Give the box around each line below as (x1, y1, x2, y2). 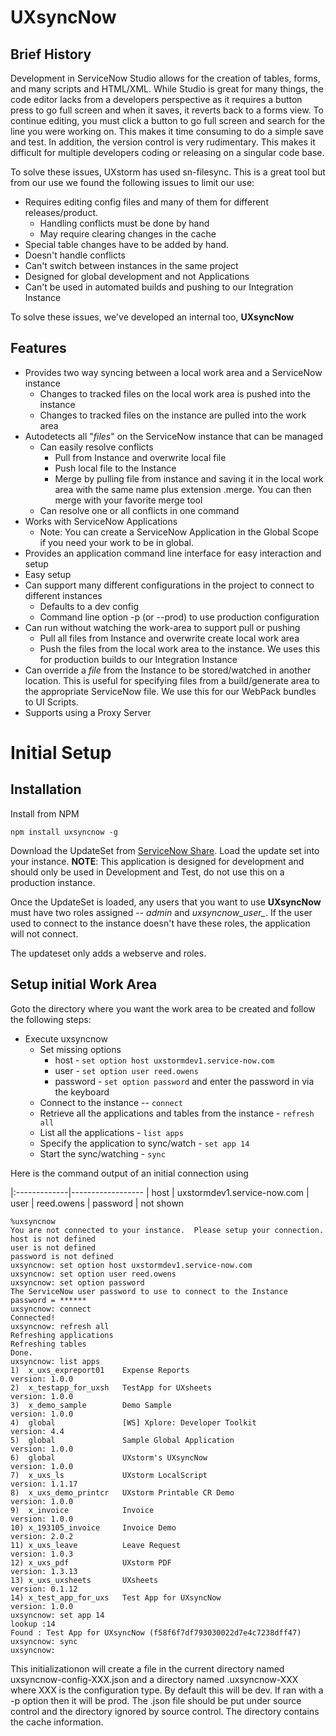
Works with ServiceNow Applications (24, 515, 178, 527)
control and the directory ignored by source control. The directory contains (10, 1705, 320, 1717)
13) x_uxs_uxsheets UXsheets (10, 1575, 159, 1585)
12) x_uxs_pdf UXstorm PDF (10, 1557, 172, 1568)
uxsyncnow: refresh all (10, 1321, 110, 1331)
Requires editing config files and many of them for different (24, 196, 269, 208)
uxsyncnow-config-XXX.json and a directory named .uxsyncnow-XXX (10, 1673, 299, 1685)
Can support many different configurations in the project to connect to (24, 579, 315, 591)
